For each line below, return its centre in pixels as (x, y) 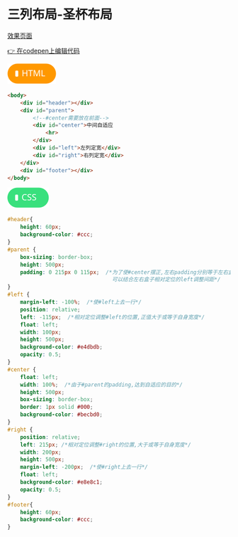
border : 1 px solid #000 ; (57, 407)
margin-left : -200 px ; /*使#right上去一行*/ (84, 467)
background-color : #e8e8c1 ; (61, 482)
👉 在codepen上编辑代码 (44, 50)
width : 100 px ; (41, 332)
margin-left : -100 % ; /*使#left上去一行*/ (81, 302)
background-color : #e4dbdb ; (61, 347)
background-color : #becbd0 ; (61, 415)
